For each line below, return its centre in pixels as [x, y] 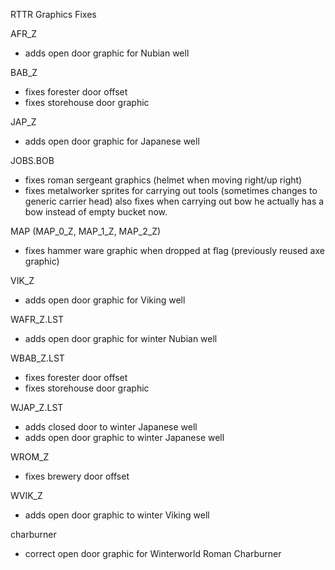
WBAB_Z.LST [37, 358]
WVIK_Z [26, 495]
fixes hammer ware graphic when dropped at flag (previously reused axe [174, 250]
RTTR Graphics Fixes [53, 14]
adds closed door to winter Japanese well [111, 427]
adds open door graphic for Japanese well [112, 141]
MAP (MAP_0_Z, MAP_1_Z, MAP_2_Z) [86, 231]
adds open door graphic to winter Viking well [117, 515]
